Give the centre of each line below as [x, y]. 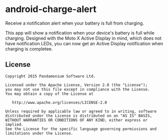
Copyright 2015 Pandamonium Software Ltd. [50, 76]
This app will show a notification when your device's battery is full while [80, 33]
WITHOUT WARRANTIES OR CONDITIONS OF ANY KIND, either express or [76, 120]
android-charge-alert [51, 9]
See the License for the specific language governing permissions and [81, 129]
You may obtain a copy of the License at [49, 94]
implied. [14, 124]
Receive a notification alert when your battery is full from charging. [75, 23]
